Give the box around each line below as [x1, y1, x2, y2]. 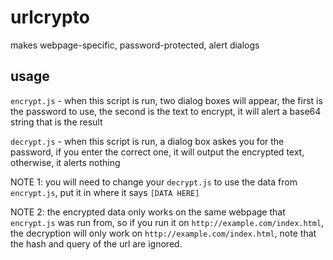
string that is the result [10, 116, 103, 128]
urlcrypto [10, 6, 90, 29]
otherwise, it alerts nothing [10, 156, 121, 168]
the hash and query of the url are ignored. [10, 237, 183, 250]
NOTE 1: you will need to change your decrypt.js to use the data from [10, 176, 298, 188]
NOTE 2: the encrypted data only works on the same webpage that [10, 206, 286, 218]
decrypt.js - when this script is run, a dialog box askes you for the [10, 135, 285, 147]
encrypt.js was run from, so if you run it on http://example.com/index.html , [10, 216, 325, 228]
